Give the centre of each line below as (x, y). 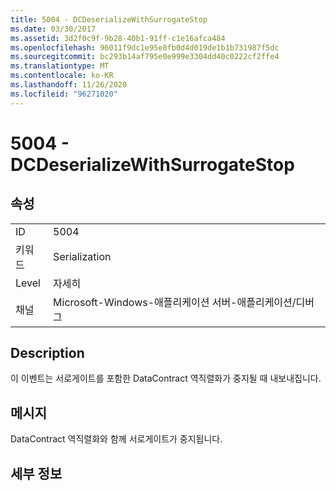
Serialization (82, 256)
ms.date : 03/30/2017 (53, 29)
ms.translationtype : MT (60, 66)
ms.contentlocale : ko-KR (62, 76)
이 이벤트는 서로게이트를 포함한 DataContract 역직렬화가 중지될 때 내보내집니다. (166, 378)
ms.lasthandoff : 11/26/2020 (69, 85)
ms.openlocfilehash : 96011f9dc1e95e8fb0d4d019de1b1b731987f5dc (145, 47)
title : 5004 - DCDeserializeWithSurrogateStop (109, 19)
